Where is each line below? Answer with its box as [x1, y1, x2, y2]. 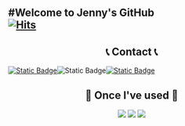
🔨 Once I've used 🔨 [85, 88, 179, 102]
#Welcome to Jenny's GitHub [8, 6, 154, 20]
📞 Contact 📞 [105, 45, 158, 58]
